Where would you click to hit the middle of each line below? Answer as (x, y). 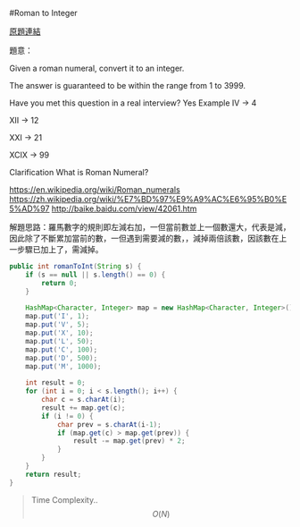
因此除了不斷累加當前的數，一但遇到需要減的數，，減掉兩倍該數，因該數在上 (148, 238)
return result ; (54, 474)
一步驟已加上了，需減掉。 (56, 249)
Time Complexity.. (64, 499)
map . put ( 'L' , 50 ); (59, 341)
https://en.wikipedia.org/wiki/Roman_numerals (95, 190)
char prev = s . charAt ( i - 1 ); (109, 424)
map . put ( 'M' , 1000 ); (63, 366)
